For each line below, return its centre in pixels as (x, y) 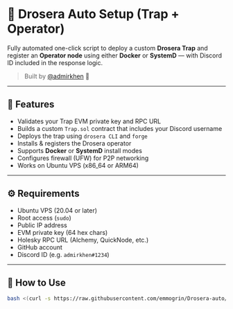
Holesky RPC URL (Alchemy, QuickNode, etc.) (83, 240)
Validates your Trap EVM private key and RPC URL (89, 121)
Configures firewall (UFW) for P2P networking (83, 158)
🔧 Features (31, 104)
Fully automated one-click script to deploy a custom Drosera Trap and (107, 48)
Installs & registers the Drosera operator (74, 143)
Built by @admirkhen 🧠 (57, 76)
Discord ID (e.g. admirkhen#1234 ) (63, 254)
